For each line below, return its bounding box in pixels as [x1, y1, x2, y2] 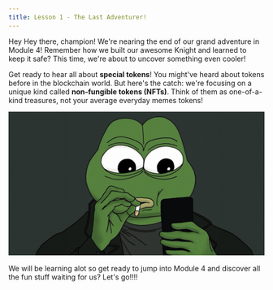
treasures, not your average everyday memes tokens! [24, 95, 203, 105]
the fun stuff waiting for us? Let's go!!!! [8, 272, 138, 282]
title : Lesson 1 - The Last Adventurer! [8, 13, 148, 21]
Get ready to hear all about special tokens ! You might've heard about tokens [8, 69, 265, 79]
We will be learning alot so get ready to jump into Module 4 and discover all [8, 264, 261, 274]
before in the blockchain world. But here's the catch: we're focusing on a [8, 78, 252, 88]
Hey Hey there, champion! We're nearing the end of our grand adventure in [8, 37, 260, 46]
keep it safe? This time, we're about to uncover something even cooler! [8, 54, 246, 63]
